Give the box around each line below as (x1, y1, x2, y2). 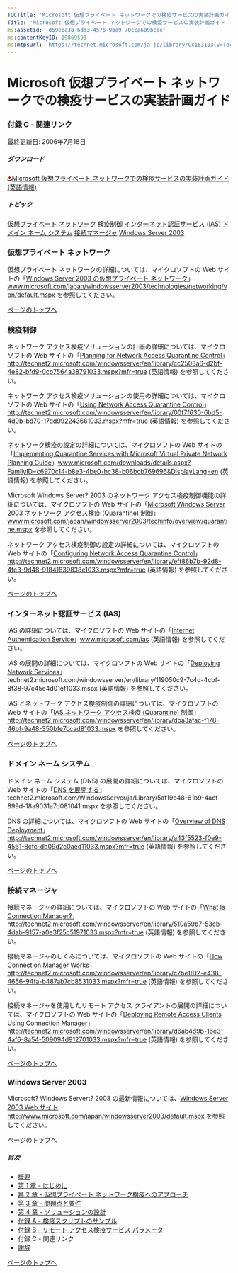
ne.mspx (7, 525, 33, 534)
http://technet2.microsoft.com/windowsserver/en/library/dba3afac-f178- (7, 716, 220, 725)
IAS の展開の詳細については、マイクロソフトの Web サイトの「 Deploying (7, 659, 220, 667)
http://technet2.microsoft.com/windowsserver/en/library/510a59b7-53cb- (7, 920, 223, 928)
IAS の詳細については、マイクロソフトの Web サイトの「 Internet (7, 626, 195, 635)
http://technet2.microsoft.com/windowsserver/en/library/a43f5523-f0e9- (7, 833, 222, 842)
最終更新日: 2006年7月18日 (7, 137, 86, 145)
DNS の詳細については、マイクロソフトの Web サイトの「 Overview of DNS (7, 817, 225, 825)
